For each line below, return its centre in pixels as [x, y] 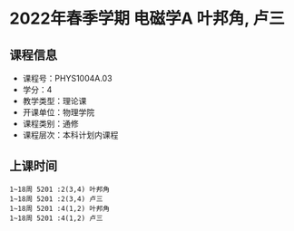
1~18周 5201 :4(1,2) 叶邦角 [60, 208]
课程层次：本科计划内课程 [70, 135]
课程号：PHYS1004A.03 [67, 78]
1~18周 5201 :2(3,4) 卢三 [56, 199]
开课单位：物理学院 [59, 112]
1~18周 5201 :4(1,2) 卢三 [56, 218]
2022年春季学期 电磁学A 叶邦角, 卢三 [147, 19]
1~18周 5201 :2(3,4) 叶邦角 [60, 189]
